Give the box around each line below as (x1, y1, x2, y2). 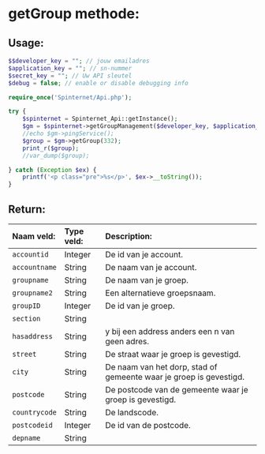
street (12, 349, 37, 358)
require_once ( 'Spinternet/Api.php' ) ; (8, 93, 132, 101)
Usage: (8, 36, 45, 50)
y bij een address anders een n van (105, 325, 235, 336)
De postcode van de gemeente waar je (105, 384, 248, 395)
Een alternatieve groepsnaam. (105, 287, 216, 298)
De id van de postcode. (105, 419, 191, 430)
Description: (105, 231, 152, 242)
